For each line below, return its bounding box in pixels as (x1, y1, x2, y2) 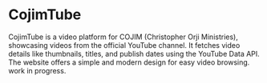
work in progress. (8, 65, 67, 75)
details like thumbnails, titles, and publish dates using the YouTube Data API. (8, 49, 261, 58)
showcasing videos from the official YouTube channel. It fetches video (8, 40, 241, 49)
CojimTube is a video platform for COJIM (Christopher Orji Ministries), (8, 32, 238, 41)
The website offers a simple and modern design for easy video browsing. (8, 57, 250, 67)
